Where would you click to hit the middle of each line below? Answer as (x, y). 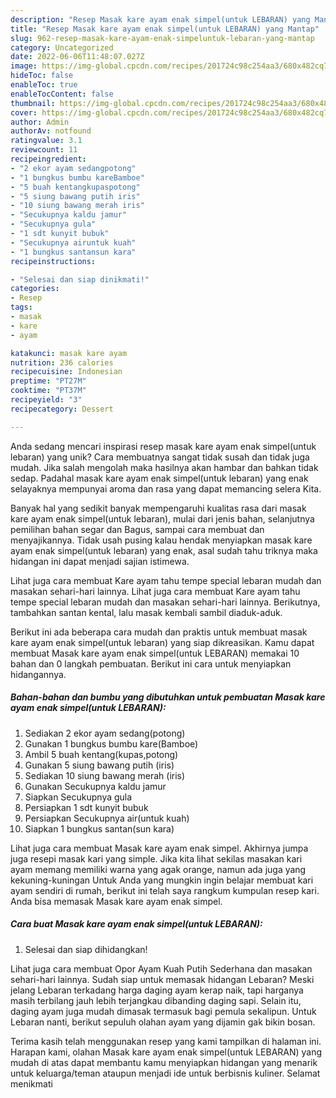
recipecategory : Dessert (62, 409)
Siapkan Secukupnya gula (78, 797)
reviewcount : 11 (44, 150)
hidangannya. (38, 674)
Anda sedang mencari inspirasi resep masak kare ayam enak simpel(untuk (163, 446)
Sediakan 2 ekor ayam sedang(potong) (105, 733)
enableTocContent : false (62, 94)
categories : (35, 289)
